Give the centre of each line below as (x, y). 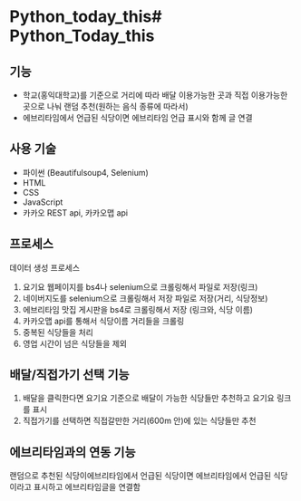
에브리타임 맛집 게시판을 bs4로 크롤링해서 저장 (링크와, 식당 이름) (138, 309)
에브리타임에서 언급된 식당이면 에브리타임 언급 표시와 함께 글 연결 (137, 118)
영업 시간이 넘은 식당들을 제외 (74, 343)
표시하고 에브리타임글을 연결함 (87, 487)
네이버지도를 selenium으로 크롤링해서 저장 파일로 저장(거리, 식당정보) (145, 298)
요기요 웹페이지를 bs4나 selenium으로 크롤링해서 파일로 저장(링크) (140, 286)
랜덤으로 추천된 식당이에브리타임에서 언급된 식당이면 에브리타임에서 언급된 (141, 476)
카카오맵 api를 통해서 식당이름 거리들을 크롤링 (103, 321)
